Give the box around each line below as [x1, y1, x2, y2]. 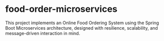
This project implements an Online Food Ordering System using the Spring [5, 20, 159, 26]
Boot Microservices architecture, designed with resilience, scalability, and [5, 25, 158, 31]
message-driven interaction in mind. [5, 30, 80, 36]
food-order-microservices [5, 3, 118, 15]
